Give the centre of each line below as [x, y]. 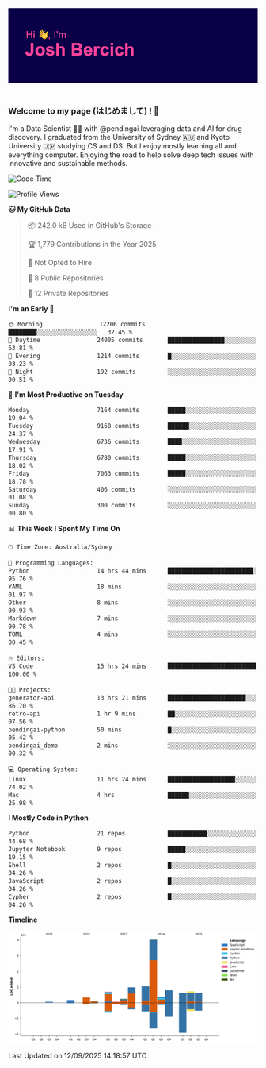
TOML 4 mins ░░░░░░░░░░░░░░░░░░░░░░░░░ [133, 634]
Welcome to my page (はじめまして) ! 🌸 [84, 111]
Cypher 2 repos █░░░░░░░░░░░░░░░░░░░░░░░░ [133, 897]
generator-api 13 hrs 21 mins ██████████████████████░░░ [133, 698]
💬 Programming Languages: [51, 563]
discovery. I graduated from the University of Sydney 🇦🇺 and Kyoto [119, 137]
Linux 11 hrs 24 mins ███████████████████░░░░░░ [133, 780]
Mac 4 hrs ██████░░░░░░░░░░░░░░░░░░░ [133, 796]
